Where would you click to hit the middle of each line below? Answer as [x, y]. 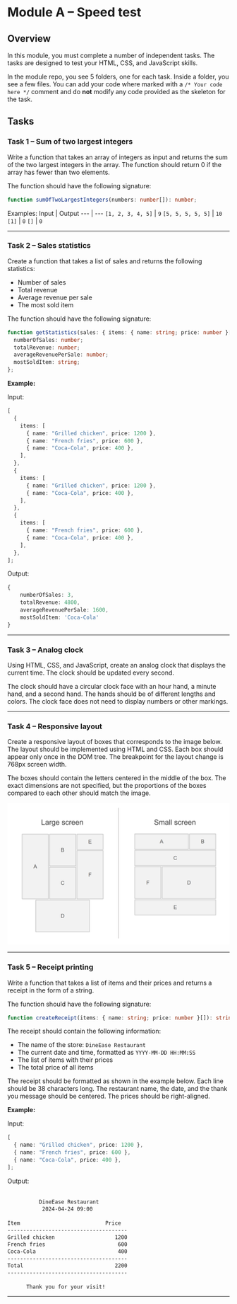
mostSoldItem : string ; [47, 362]
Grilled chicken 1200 [68, 1237]
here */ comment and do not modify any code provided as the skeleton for [116, 92]
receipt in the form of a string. [51, 990]
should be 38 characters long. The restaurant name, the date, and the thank [117, 1089]
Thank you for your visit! [66, 1287]
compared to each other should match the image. [79, 793]
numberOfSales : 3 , [47, 595]
